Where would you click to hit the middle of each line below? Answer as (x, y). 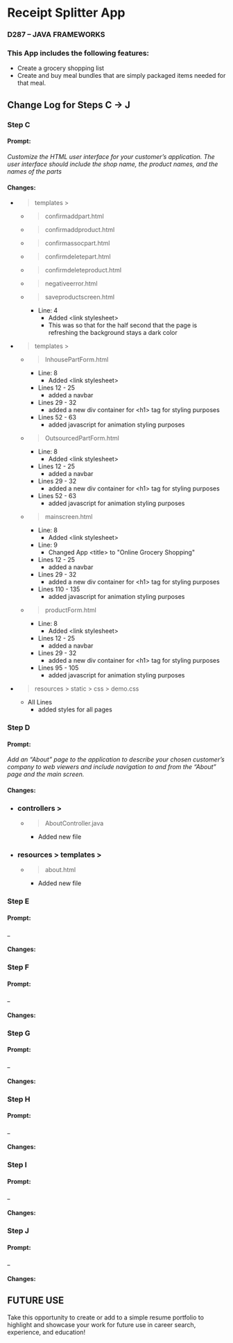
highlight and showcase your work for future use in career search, (102, 1324)
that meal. (32, 83)
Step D (19, 727)
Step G (19, 1033)
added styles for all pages (75, 709)
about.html (60, 870)
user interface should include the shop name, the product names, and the (113, 164)
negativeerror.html (71, 283)
